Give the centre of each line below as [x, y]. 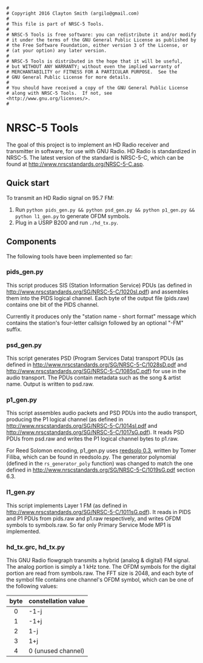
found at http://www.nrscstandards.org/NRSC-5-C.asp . [75, 164]
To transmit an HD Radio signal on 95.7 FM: [60, 198]
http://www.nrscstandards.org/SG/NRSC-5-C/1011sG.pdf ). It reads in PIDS [98, 512]
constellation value [57, 601]
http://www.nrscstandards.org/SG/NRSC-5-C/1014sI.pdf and [82, 426]
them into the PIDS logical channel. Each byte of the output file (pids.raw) [98, 298]
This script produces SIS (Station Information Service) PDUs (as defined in [99, 285]
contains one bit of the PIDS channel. [52, 304]
